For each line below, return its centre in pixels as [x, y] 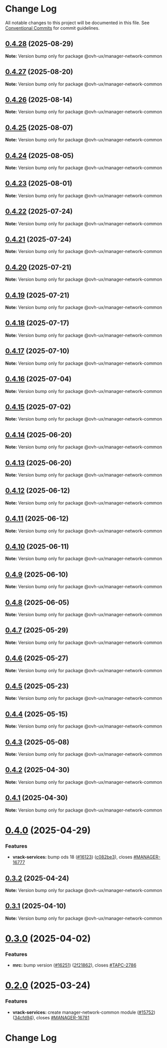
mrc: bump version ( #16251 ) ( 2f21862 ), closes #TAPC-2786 [74, 965]
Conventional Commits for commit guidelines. [52, 28]
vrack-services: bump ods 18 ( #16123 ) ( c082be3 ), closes [72, 857]
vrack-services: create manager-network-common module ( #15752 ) [84, 1012]
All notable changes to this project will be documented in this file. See [77, 23]
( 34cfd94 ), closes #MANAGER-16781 [51, 1017]
